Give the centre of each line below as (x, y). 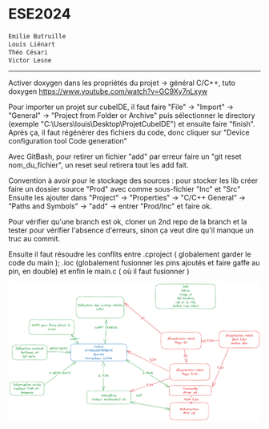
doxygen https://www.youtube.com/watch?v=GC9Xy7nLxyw (108, 91)
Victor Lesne (30, 60)
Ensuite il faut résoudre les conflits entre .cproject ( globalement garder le (130, 254)
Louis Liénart (32, 44)
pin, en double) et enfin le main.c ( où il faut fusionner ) (99, 271)
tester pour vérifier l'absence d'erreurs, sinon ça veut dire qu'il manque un (131, 230)
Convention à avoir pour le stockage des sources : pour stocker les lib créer (133, 180)
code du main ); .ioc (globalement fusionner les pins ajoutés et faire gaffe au (134, 262)
